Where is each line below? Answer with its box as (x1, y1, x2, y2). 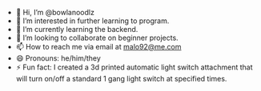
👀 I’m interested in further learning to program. (15, 16, 170, 26)
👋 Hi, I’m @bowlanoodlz (15, 8, 94, 17)
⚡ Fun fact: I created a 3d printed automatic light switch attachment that (15, 62, 254, 72)
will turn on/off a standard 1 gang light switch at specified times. (15, 74, 227, 83)
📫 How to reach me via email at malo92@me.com (15, 42, 182, 51)
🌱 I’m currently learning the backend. (15, 25, 139, 34)
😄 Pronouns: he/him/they (15, 53, 102, 63)
